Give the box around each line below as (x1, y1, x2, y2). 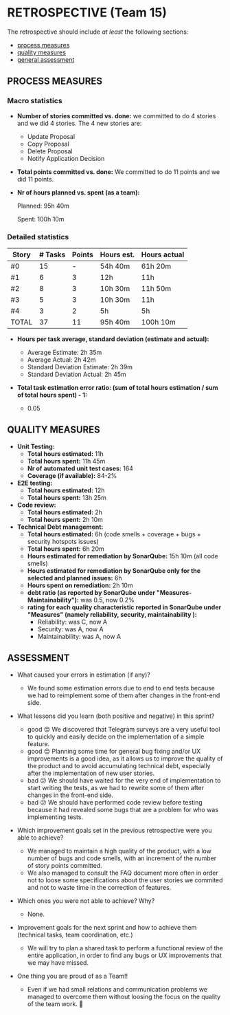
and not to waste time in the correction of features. (27, 883, 172, 891)
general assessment (16, 55, 75, 63)
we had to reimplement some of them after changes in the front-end (27, 691, 220, 699)
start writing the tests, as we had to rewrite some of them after (27, 783, 205, 792)
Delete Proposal (27, 146, 73, 155)
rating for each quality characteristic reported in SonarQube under (27, 603, 222, 611)
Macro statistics (7, 96, 63, 106)
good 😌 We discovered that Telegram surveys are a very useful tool (27, 725, 220, 733)
